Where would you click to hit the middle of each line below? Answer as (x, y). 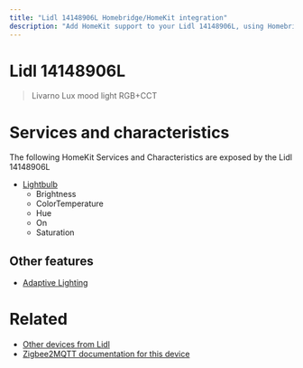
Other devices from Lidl (66, 344)
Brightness (56, 194)
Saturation (55, 232)
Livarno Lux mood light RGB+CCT (94, 96)
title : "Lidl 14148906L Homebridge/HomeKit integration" (119, 18)
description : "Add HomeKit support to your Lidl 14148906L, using (137, 26)
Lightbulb (40, 184)
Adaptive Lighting (55, 283)
